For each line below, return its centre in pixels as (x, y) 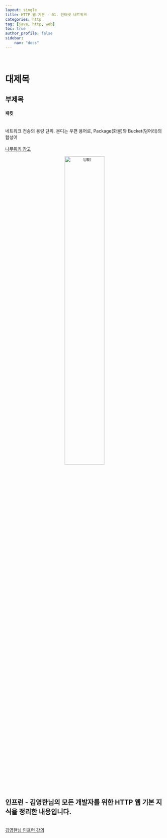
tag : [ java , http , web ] (30, 24)
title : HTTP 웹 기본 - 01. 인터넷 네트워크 (46, 15)
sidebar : (14, 38)
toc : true (16, 29)
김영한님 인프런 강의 (25, 830)
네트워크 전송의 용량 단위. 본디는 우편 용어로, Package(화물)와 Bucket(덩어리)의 (83, 131)
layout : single (21, 10)
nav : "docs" (27, 43)
